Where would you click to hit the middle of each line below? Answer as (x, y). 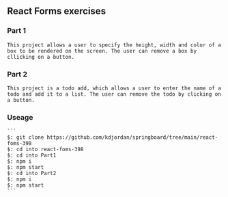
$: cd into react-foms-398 (45, 150)
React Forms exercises (57, 11)
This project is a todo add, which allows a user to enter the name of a (114, 88)
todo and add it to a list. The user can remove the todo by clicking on (114, 94)
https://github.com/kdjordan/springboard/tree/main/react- (132, 137)
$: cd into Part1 (32, 156)
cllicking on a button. (41, 57)
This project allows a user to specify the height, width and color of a (114, 45)
